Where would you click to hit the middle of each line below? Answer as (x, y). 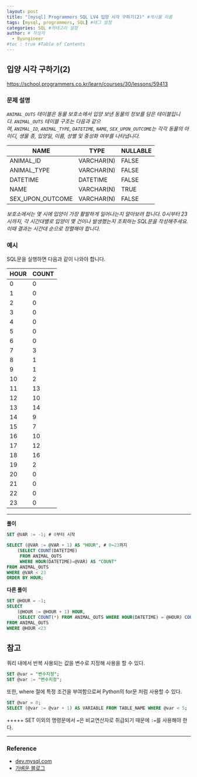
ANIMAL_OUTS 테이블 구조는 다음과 (52, 121)
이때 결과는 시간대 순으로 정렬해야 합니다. (53, 229)
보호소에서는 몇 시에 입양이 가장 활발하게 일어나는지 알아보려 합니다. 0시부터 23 (97, 214)
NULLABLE (136, 151)
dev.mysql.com (33, 761)
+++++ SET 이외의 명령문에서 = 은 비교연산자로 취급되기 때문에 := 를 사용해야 (94, 720)
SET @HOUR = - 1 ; (26, 601)
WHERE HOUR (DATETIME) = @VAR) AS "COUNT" (68, 561)
